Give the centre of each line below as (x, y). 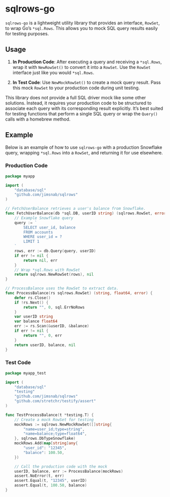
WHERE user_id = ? (43, 237)
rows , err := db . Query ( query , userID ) (55, 251)
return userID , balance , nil (45, 345)
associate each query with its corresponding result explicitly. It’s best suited (84, 108)
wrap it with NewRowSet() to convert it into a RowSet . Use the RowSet (81, 67)
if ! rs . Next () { (32, 302)
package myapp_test (26, 373)
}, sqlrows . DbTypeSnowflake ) (45, 439)
